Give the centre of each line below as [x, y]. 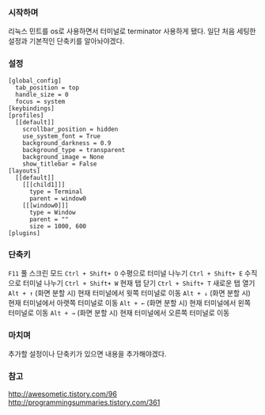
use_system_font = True [62, 136]
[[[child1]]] [44, 185]
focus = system [40, 101]
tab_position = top [47, 88]
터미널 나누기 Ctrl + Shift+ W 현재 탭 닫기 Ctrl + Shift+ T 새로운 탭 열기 [139, 283]
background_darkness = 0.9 [67, 143]
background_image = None [63, 157]
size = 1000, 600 [58, 226]
